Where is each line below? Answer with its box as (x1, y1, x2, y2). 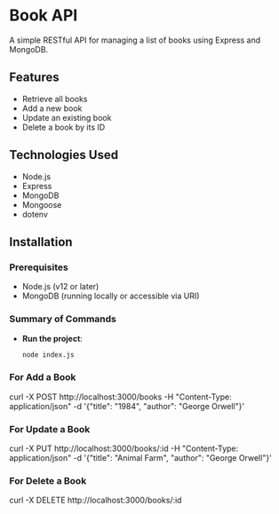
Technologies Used (9, 147, 118, 162)
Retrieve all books (21, 93, 88, 104)
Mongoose (21, 199, 62, 210)
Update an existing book (21, 112, 112, 123)
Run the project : (21, 333, 83, 344)
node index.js (21, 350, 75, 360)
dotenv (21, 209, 49, 219)
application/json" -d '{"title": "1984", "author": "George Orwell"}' (9, 400, 245, 411)
